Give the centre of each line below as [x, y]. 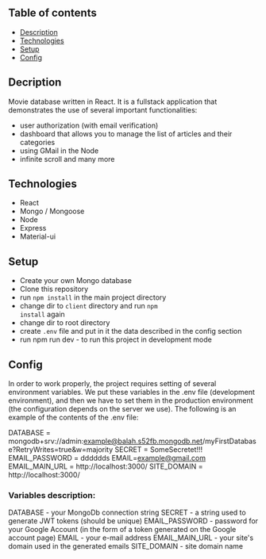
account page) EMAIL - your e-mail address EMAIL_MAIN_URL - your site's [131, 538]
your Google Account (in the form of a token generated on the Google [122, 530]
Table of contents [52, 13]
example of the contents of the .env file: [73, 417]
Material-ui [38, 236]
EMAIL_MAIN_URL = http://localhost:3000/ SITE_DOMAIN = [106, 466]
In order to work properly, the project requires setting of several [112, 384]
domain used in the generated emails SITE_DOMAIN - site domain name [126, 546]
